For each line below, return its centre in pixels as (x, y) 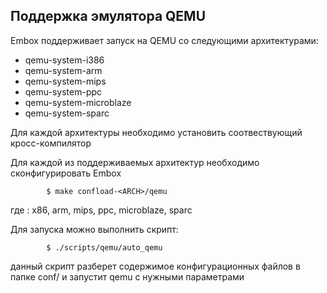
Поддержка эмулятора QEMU (108, 16)
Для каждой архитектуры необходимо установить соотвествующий (156, 132)
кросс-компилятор (51, 143)
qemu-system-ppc (63, 91)
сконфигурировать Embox (66, 173)
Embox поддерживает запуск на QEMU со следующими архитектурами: (164, 40)
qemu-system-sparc (67, 113)
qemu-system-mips (65, 81)
